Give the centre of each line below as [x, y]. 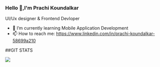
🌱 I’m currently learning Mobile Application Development [70, 28]
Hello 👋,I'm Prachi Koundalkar [42, 8]
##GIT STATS [19, 50]
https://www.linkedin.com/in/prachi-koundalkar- [106, 33]
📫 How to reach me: [34, 33]
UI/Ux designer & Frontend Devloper [42, 19]
